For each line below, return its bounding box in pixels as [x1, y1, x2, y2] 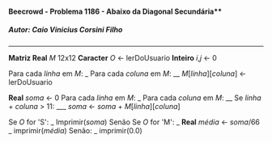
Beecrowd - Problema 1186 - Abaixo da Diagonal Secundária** [8, 6, 223, 16]
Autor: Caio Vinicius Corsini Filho [8, 25, 123, 35]
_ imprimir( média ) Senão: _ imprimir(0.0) [8, 125, 143, 135]
